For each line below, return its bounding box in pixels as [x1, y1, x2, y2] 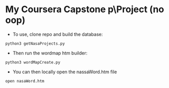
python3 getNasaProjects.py [5, 41, 65, 46]
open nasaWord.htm [5, 78, 44, 83]
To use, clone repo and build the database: [12, 31, 103, 37]
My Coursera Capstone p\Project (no [5, 4, 164, 15]
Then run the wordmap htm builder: [12, 50, 88, 56]
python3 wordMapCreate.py [5, 60, 60, 65]
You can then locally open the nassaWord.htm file [12, 69, 117, 75]
